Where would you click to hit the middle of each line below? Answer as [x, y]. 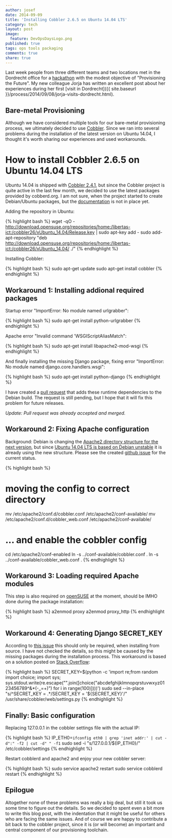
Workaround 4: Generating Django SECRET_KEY [84, 633]
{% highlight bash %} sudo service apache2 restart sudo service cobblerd [84, 769]
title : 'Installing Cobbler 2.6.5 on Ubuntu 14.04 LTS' [66, 20]
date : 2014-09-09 [24, 15]
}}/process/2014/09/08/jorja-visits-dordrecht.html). [60, 94]
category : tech [22, 24]
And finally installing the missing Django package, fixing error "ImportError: [85, 361]
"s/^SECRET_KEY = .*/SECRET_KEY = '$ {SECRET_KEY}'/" [66, 694]
